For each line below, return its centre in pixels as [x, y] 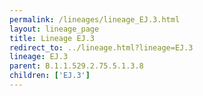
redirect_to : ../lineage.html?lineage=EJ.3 [101, 47]
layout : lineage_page [54, 29]
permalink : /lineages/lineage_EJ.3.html [95, 19]
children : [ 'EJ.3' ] [50, 76]
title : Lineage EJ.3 [52, 38]
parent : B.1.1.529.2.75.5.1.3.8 [76, 66]
